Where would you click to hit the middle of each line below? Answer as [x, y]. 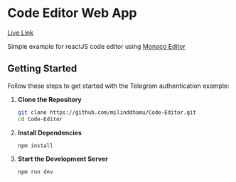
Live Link [21, 33]
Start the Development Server [63, 159]
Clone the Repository [49, 99]
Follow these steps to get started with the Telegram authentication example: [118, 86]
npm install [35, 146]
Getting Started [42, 69]
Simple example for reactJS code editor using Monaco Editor [97, 46]
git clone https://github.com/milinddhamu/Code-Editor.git [107, 112]
